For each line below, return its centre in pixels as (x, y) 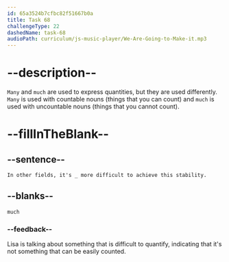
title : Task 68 (29, 20)
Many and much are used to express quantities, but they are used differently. (112, 92)
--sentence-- (36, 159)
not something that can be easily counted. (67, 252)
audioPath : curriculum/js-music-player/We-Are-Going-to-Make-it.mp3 (107, 39)
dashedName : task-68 (37, 33)
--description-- (52, 73)
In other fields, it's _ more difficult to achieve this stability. (107, 176)
